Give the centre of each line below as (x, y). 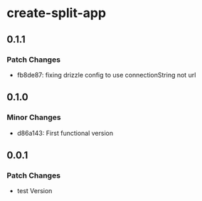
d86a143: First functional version (65, 133)
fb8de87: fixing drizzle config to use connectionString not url (106, 75)
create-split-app (57, 13)
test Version (34, 191)
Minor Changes (34, 117)
